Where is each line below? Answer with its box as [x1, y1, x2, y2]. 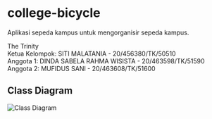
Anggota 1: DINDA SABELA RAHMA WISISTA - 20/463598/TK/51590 [7, 56, 206, 65]
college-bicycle [7, 5, 101, 21]
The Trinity [7, 42, 39, 50]
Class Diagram [7, 84, 73, 96]
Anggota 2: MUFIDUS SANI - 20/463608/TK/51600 [7, 64, 156, 73]
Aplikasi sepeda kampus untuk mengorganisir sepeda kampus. [7, 28, 189, 37]
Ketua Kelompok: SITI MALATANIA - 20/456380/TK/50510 [7, 49, 176, 58]
